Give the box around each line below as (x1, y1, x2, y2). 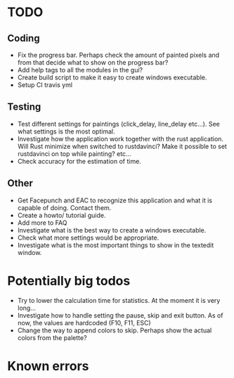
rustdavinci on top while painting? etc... (17, 149, 131, 158)
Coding (7, 32, 40, 44)
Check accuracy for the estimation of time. (17, 157, 142, 165)
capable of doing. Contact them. (17, 203, 112, 211)
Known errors (7, 358, 89, 374)
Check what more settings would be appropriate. (17, 233, 160, 242)
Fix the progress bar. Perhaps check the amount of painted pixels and (17, 51, 220, 59)
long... (17, 304, 37, 312)
